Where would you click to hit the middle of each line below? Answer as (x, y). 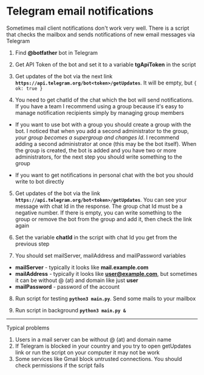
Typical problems (28, 328)
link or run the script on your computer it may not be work (87, 352)
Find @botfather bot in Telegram (56, 52)
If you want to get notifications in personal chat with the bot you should (104, 175)
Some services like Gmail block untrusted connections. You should (98, 359)
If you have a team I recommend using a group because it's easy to (99, 106)
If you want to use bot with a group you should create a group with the (103, 124)
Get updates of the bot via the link (57, 193)
